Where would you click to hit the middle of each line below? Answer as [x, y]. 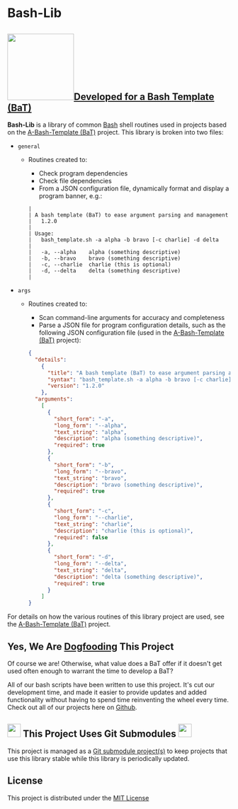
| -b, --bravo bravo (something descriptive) [104, 258]
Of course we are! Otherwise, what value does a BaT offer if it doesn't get [115, 663]
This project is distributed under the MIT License [78, 798]
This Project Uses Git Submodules [100, 734]
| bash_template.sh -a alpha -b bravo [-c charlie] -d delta [124, 240]
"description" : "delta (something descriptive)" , [128, 577]
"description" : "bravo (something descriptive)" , [128, 485]
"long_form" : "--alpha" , [90, 425]
